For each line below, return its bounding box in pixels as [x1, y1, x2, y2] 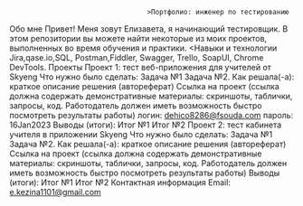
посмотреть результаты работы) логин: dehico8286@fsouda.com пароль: [9, 110, 294, 120]
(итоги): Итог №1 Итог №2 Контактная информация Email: [9, 177, 231, 188]
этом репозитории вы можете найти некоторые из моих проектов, [9, 33, 268, 43]
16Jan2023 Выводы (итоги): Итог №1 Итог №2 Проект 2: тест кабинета [9, 119, 282, 130]
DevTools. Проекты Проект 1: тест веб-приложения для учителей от [9, 62, 271, 72]
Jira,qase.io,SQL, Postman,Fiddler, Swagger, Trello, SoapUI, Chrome [9, 52, 264, 62]
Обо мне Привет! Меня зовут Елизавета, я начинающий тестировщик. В [9, 23, 289, 34]
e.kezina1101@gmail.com [9, 187, 101, 197]
